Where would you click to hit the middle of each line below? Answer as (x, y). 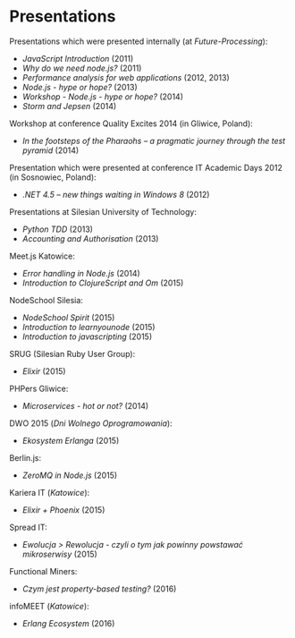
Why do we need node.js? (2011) (82, 68)
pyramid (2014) (51, 150)
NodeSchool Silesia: (46, 300)
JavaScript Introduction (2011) (78, 58)
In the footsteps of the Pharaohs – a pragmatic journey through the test (154, 140)
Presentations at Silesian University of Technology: (103, 211)
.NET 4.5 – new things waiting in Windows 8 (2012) (116, 194)
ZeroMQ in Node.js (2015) (70, 475)
